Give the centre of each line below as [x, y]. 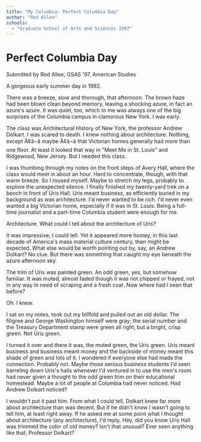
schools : [17, 23]
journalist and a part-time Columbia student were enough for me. [98, 212]
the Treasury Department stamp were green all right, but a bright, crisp [94, 327]
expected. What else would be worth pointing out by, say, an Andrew [91, 248]
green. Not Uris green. [34, 334]
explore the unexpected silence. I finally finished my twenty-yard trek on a [98, 187]
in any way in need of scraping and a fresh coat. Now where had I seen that [99, 285]
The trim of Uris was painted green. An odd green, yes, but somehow [92, 272]
